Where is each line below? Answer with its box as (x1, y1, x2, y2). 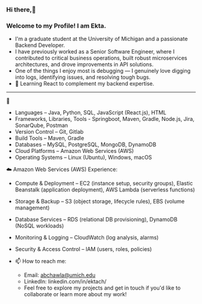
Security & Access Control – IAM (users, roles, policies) (14, 246, 152, 253)
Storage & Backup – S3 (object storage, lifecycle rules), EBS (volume (14, 198, 185, 205)
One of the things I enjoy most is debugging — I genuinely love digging (14, 67, 191, 75)
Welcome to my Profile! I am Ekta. (6, 21, 106, 29)
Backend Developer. (14, 42, 65, 49)
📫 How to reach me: (14, 258, 67, 265)
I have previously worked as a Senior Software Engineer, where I (14, 48, 175, 55)
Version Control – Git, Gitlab (14, 128, 84, 135)
